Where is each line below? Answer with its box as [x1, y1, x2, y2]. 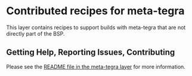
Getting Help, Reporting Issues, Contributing [6, 47, 175, 58]
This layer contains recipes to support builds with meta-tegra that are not [6, 24, 186, 31]
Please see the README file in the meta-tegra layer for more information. [6, 63, 186, 70]
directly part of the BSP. [6, 30, 65, 37]
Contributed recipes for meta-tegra [6, 4, 185, 18]
